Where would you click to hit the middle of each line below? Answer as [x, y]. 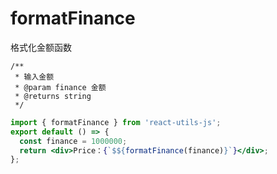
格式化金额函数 [41, 47]
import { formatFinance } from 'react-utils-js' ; [116, 122]
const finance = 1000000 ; [73, 141]
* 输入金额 [34, 77]
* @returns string [53, 96]
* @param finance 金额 [60, 87]
